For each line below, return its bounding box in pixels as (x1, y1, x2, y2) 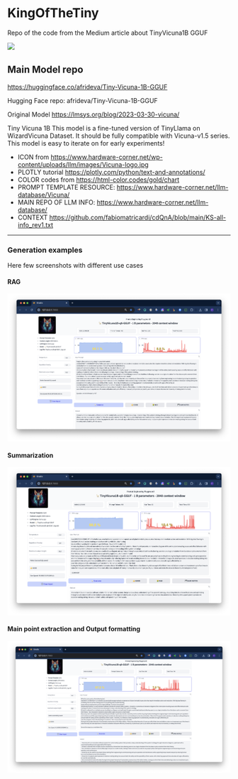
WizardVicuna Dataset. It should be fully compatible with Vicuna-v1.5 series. (7, 131, 230, 140)
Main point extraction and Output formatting (7, 625, 140, 633)
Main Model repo (7, 64, 84, 76)
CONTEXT (17, 213, 48, 222)
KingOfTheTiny (7, 5, 99, 21)
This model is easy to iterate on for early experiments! (7, 138, 165, 147)
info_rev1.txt (17, 220, 54, 229)
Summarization (7, 451, 54, 459)
